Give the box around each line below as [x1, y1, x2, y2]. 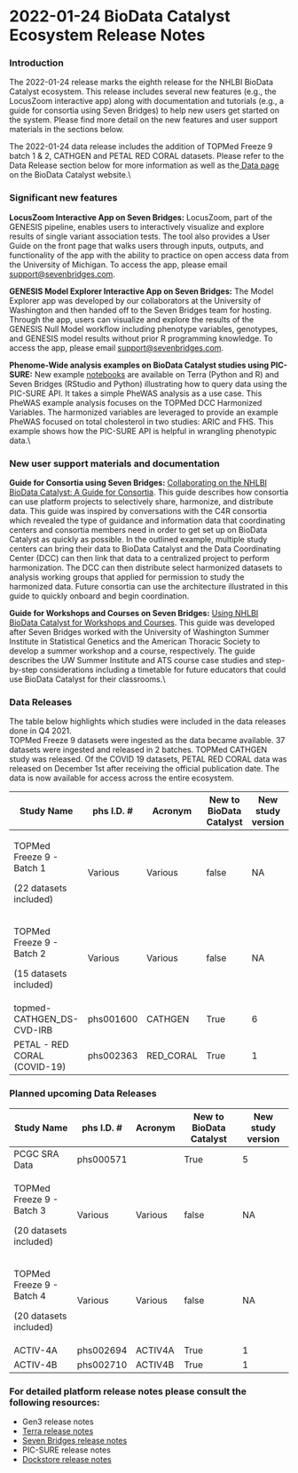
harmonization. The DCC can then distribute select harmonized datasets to [9, 562, 283, 574]
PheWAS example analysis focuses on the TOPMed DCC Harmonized [9, 397, 263, 408]
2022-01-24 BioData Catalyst [9, 6, 231, 27]
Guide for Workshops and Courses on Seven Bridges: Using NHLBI [9, 608, 259, 619]
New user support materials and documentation [9, 457, 220, 470]
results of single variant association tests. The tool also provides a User [9, 231, 271, 242]
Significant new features [9, 192, 118, 204]
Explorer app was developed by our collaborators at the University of [9, 295, 262, 305]
